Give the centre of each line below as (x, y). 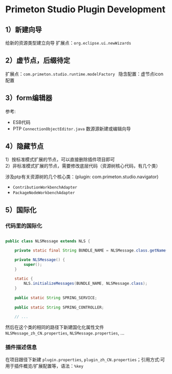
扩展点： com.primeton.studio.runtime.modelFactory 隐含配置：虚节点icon (84, 74)
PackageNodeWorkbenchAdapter (44, 193)
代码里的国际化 (24, 225)
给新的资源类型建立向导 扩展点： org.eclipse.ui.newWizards (68, 43)
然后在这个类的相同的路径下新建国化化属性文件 (55, 327)
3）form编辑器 (29, 98)
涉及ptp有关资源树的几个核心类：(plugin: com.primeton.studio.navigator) (82, 177)
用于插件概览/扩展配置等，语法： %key (44, 366)
